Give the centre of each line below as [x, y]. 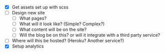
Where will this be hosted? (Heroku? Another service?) [68, 41]
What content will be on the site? [53, 30]
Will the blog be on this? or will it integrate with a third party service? [90, 35]
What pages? [33, 18]
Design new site [28, 13]
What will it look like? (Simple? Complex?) [62, 24]
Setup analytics [28, 46]
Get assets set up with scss [40, 7]
